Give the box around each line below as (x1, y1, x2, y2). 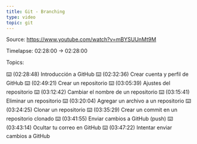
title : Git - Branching (6, 8, 65, 15)
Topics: (6, 59, 24, 66)
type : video (6, 14, 36, 20)
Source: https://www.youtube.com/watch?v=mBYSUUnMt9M (6, 36, 157, 43)
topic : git (6, 20, 33, 25)
